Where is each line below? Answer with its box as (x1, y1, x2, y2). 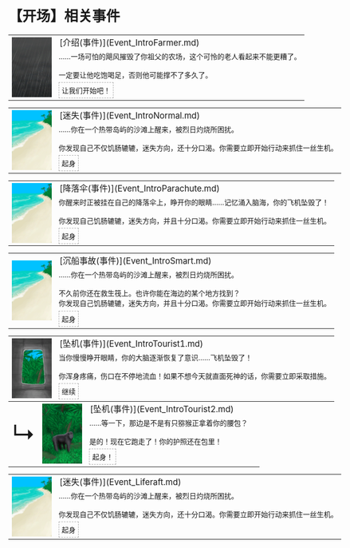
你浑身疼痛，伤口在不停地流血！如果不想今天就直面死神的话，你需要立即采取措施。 (58, 371, 331, 381)
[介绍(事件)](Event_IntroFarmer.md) (59, 38, 200, 49)
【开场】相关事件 (8, 7, 121, 26)
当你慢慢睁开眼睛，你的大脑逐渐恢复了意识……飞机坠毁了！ (58, 353, 253, 363)
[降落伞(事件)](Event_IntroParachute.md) (59, 183, 221, 194)
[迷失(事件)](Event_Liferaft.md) (59, 476, 182, 487)
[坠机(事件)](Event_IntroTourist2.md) (89, 403, 234, 415)
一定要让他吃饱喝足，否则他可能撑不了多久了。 (58, 69, 213, 80)
